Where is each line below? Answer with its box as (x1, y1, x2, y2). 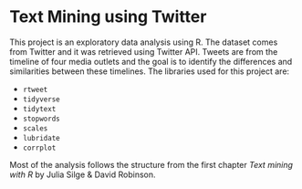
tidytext (22, 104, 57, 113)
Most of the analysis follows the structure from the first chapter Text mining (9, 159, 294, 170)
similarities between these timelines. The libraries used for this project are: (9, 66, 290, 77)
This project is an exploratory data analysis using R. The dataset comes (9, 37, 278, 47)
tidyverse (22, 94, 61, 104)
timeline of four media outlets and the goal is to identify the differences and (9, 56, 293, 67)
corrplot (22, 143, 57, 152)
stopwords (22, 114, 61, 123)
